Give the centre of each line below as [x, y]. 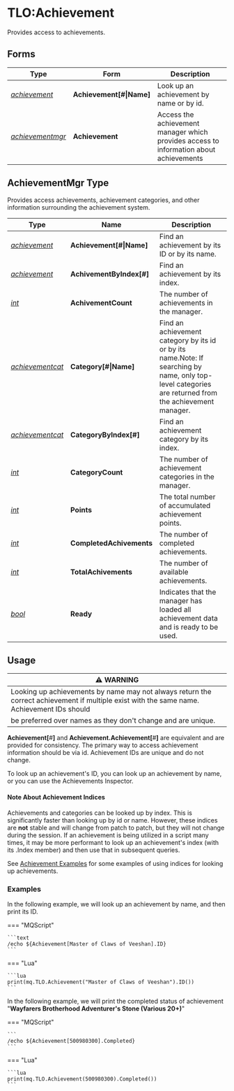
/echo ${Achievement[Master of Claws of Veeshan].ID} [87, 944]
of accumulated [185, 505]
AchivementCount [101, 303]
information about [186, 150]
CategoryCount [97, 472]
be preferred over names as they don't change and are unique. [113, 721]
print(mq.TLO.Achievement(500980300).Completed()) [82, 1079]
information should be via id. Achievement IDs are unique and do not [106, 753]
